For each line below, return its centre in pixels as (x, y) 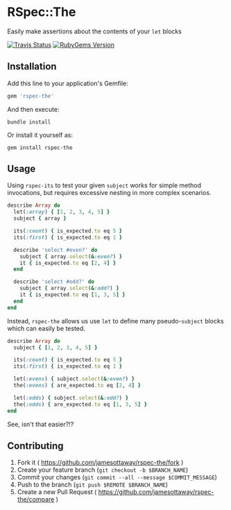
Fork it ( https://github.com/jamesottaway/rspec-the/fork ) (100, 463)
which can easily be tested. (46, 328)
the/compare (36, 500)
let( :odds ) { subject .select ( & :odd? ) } (71, 398)
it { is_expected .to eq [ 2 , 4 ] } (68, 263)
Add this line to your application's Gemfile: (68, 83)
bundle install (29, 122)
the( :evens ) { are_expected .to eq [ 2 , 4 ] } (77, 386)
